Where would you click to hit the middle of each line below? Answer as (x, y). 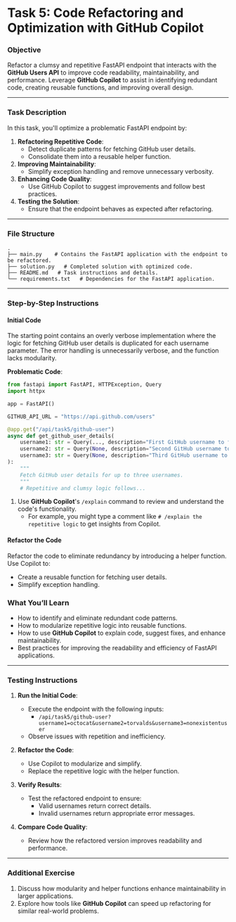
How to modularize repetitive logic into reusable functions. (102, 625)
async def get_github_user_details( (61, 436)
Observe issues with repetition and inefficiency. (97, 736)
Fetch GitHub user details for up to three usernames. (102, 475)
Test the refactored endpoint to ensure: (85, 798)
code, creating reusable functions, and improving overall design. (100, 88)
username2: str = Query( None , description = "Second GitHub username (120, 449)
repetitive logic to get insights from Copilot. (94, 524)
